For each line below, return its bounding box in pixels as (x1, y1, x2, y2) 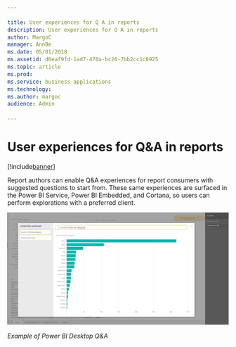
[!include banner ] (7, 162, 55, 170)
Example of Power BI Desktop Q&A (7, 332, 109, 341)
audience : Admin (7, 101, 55, 108)
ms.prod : (7, 70, 33, 77)
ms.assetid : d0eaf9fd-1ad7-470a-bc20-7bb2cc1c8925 (7, 56, 159, 63)
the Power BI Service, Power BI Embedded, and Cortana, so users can (7, 191, 210, 199)
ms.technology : (7, 85, 52, 93)
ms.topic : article (7, 63, 61, 70)
